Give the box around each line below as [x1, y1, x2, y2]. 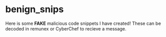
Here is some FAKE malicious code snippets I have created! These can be [5, 20, 161, 26]
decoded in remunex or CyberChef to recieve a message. [5, 25, 127, 31]
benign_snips [5, 4, 64, 15]
